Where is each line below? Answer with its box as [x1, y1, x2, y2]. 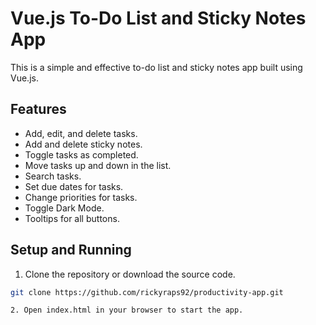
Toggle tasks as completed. [24, 148, 139, 161]
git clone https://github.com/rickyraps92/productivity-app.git [10, 287, 284, 297]
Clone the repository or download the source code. [24, 268, 236, 280]
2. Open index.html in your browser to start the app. [10, 305, 244, 316]
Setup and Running [10, 242, 132, 259]
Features [10, 101, 67, 118]
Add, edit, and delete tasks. [24, 127, 138, 139]
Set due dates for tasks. [24, 180, 124, 192]
